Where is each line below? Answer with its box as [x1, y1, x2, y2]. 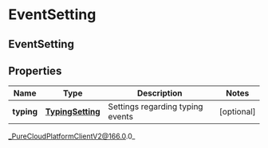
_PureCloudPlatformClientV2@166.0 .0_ [8, 131, 136, 141]
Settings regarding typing [108, 101, 203, 112]
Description [136, 88, 183, 99]
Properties [8, 64, 62, 77]
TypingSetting [45, 106, 101, 117]
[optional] [219, 106, 256, 117]
